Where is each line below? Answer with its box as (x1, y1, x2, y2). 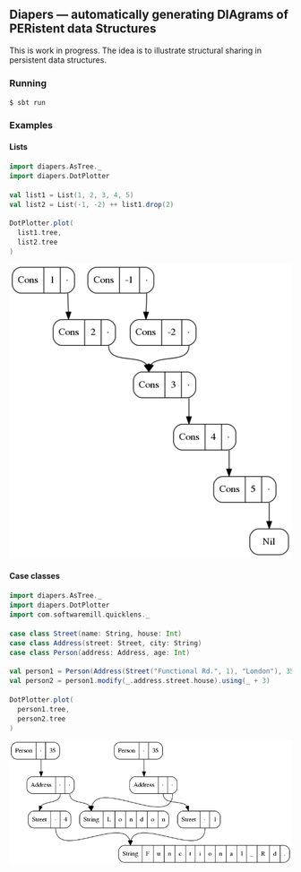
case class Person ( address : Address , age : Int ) (9, 648, 191, 657)
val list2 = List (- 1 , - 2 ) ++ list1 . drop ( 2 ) (9, 200, 175, 209)
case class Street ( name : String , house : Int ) (9, 629, 182, 638)
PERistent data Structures (9, 22, 157, 37)
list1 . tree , (17, 229, 63, 237)
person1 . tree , (17, 704, 70, 713)
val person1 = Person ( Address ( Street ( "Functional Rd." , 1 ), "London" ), (9, 667, 282, 676)
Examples (9, 119, 54, 132)
